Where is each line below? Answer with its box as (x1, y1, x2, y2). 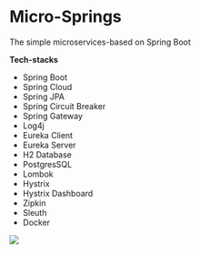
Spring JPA (22, 91, 65, 102)
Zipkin (22, 198, 46, 208)
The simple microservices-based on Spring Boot (9, 36, 191, 47)
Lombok (22, 168, 55, 179)
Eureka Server (22, 139, 76, 150)
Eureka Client (22, 129, 74, 140)
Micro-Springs (9, 6, 123, 27)
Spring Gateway (22, 110, 84, 121)
